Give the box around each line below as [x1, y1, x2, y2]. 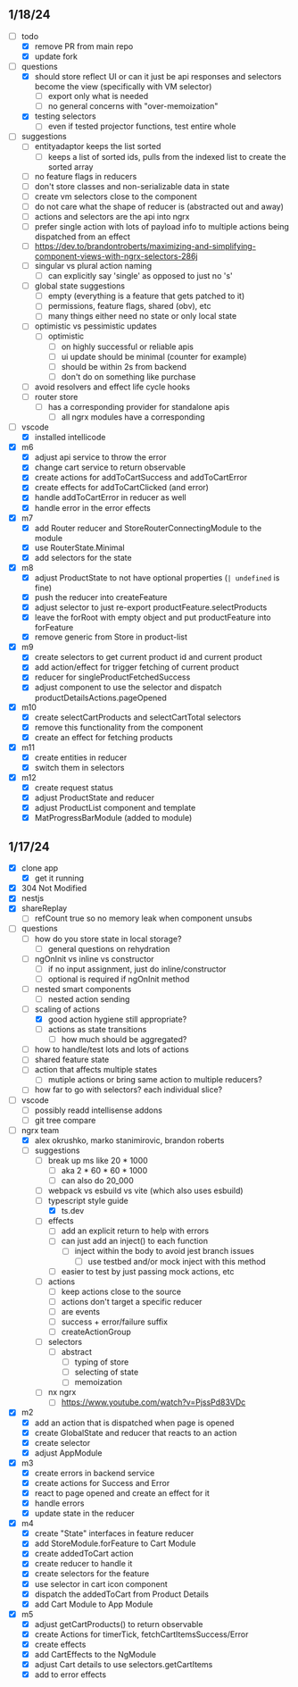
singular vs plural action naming [34, 261, 153, 271]
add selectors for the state [34, 552, 132, 563]
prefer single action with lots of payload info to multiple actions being [34, 221, 289, 231]
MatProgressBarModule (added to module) [34, 813, 193, 823]
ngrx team [21, 1124, 60, 1135]
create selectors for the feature [34, 1568, 150, 1579]
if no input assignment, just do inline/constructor [47, 964, 227, 974]
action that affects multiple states [34, 1065, 158, 1075]
